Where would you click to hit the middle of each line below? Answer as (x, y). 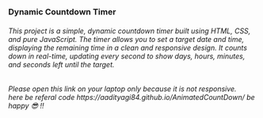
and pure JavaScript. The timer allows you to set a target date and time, (126, 39)
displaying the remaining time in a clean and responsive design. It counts (128, 48)
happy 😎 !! (27, 106)
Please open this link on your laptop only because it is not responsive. (122, 89)
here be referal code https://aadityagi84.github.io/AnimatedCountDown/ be (131, 97)
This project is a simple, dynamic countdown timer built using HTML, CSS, (130, 31)
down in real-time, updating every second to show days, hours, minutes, (127, 56)
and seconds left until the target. (61, 64)
